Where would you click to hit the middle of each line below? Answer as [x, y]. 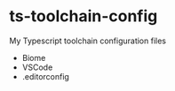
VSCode [37, 67]
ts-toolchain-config [84, 16]
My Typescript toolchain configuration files [88, 41]
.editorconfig [45, 76]
